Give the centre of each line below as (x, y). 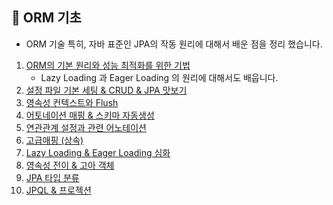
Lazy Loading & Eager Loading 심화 (98, 152)
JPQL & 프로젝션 (58, 190)
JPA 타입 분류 (52, 177)
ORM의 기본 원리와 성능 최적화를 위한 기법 (108, 65)
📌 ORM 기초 (46, 18)
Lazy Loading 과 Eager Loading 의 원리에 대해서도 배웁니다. (159, 77)
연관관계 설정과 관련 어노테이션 (86, 127)
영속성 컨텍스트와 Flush (72, 102)
